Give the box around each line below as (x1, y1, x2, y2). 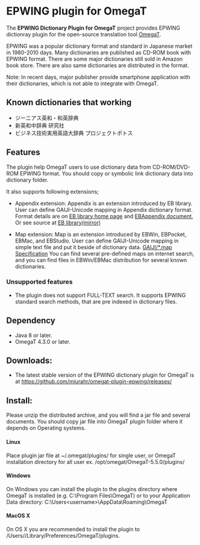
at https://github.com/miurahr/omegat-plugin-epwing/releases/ (14, 378, 172, 385)
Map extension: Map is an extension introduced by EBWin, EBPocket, (14, 230, 187, 238)
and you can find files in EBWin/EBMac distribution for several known (14, 256, 187, 264)
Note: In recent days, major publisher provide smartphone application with (6, 73, 191, 80)
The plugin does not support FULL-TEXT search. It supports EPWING (14, 292, 186, 299)
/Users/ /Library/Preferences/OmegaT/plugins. (6, 532, 120, 539)
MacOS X (6, 512, 31, 520)
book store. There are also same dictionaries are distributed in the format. (6, 62, 189, 69)
